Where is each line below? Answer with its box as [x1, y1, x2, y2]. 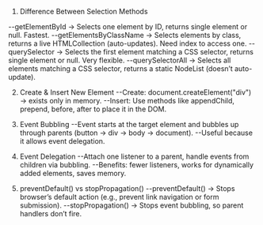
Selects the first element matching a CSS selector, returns [64, 47, 253, 56]
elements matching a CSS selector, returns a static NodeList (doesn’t [8, 64, 233, 73]
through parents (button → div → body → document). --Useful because [19, 128, 253, 137]
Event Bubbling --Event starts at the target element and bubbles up [19, 120, 239, 129]
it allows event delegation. [19, 137, 105, 145]
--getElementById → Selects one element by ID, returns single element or [8, 22, 248, 31]
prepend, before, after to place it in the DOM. [19, 104, 167, 114]
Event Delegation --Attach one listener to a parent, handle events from [19, 152, 250, 161]
